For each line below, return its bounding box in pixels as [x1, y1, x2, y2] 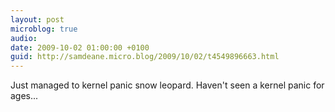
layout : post [10, 14, 65, 25]
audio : [10, 33, 38, 43]
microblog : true [10, 24, 78, 34]
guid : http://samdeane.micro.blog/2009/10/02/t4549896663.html [10, 52, 280, 62]
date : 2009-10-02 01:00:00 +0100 [10, 42, 150, 53]
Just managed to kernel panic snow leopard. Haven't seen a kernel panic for [10, 79, 325, 91]
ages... [10, 90, 39, 102]
